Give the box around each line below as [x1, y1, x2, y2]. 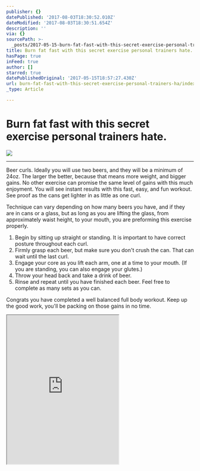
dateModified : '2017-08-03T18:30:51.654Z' [6, 20, 113, 26]
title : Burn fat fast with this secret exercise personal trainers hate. [6, 48, 193, 54]
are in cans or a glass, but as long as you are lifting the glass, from [6, 209, 169, 216]
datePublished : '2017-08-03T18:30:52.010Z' [6, 14, 116, 20]
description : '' [6, 25, 46, 32]
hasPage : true [6, 53, 42, 59]
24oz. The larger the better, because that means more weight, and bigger [6, 172, 186, 179]
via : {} [6, 31, 26, 37]
